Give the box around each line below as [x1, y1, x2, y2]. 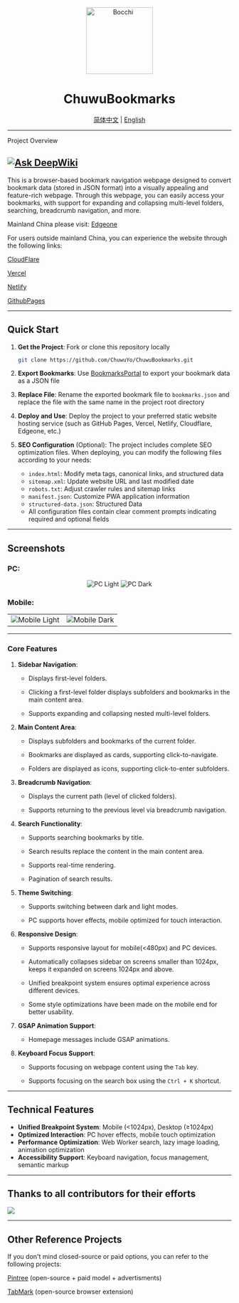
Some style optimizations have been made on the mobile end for [28, 1000, 218, 1008]
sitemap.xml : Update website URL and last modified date [28, 477, 194, 486]
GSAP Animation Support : [17, 1021, 96, 1030]
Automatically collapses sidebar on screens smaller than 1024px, [28, 957, 219, 966]
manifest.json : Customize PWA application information [28, 492, 190, 501]
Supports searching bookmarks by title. [28, 833, 144, 842]
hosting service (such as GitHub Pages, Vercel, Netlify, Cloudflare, [17, 419, 213, 428]
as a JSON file [17, 376, 60, 385]
